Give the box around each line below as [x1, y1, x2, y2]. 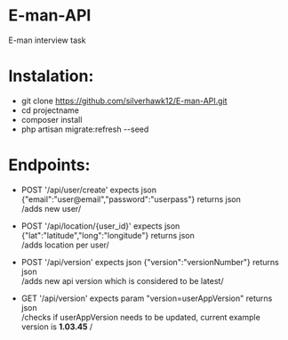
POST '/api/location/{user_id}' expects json [20, 220, 180, 231]
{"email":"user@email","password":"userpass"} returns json [20, 193, 242, 205]
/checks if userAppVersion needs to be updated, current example [20, 312, 261, 322]
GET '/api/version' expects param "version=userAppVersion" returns [20, 293, 273, 304]
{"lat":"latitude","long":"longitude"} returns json [20, 230, 195, 240]
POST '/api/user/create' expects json [20, 184, 157, 195]
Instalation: [8, 66, 94, 86]
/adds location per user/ [20, 239, 110, 250]
